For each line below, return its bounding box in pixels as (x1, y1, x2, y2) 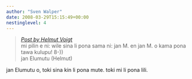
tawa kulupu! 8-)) (20, 49, 64, 56)
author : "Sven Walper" (6, 8, 62, 15)
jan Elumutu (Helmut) (20, 55, 73, 62)
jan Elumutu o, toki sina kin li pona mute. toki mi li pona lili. (6, 67, 148, 74)
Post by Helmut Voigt (20, 36, 73, 43)
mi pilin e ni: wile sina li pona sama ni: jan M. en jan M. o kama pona (20, 42, 186, 49)
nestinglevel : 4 (6, 20, 46, 26)
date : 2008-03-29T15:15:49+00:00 (6, 14, 89, 20)
